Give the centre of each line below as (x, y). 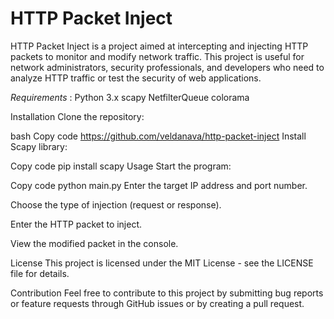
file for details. (40, 273)
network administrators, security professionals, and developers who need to (167, 67)
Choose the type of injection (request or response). (116, 204)
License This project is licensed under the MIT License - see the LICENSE (162, 263)
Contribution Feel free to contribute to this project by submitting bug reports (167, 293)
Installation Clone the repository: (77, 116)
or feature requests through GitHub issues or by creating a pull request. (157, 303)
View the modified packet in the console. (94, 243)
